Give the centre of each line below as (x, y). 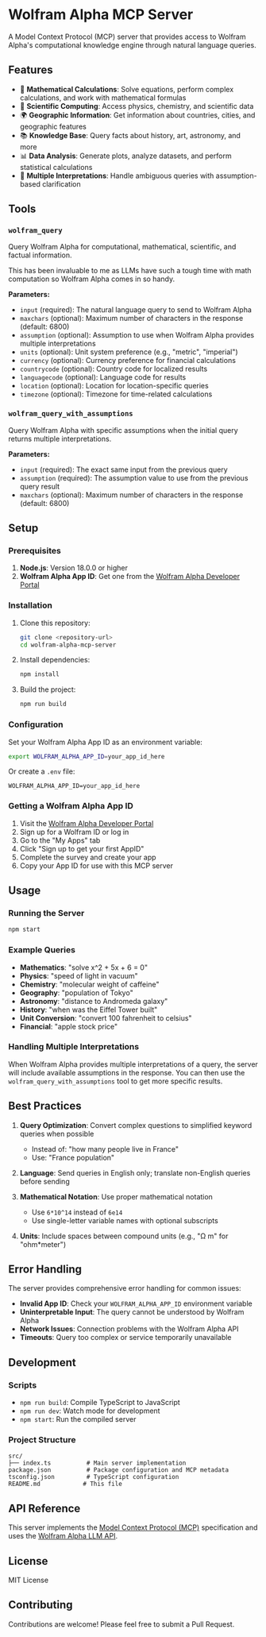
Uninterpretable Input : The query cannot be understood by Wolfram (132, 1312)
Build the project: (48, 689)
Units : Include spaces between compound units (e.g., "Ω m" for (124, 1236)
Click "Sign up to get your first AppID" (82, 848)
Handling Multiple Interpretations (74, 1047)
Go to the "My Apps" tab (60, 840)
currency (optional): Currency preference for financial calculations (128, 361)
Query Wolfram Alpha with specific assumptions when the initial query (123, 430)
